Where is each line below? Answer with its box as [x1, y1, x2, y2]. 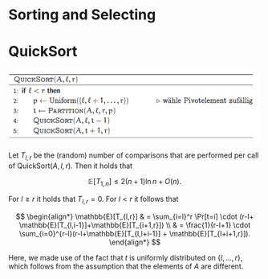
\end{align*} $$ [108, 237, 161, 247]
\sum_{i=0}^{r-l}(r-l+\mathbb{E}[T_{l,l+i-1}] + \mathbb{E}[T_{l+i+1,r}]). [18, 228, 251, 238]
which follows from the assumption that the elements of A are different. [8, 261, 244, 271]
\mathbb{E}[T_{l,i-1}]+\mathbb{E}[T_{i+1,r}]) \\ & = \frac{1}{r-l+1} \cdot [18, 220, 251, 230]
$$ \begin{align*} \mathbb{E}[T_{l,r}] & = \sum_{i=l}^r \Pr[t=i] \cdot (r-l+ [15, 211, 254, 221]
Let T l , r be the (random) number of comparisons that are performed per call [8, 150, 259, 162]
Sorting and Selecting [8, 6, 156, 24]
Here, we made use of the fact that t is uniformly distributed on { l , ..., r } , [8, 252, 243, 262]
